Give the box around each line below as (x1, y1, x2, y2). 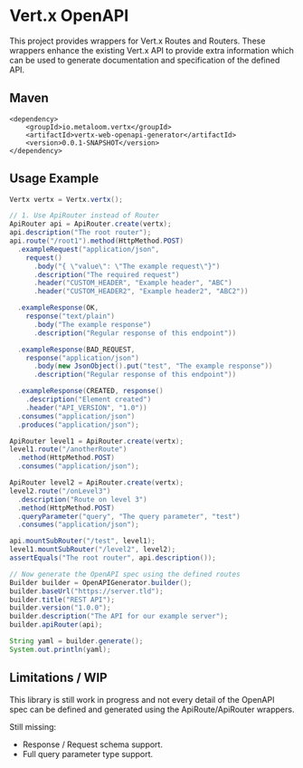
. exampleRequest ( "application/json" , (17, 245, 160, 254)
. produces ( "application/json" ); (17, 420, 140, 429)
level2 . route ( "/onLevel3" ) (9, 486, 111, 495)
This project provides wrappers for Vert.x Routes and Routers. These (9, 35, 266, 46)
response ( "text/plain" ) (25, 312, 116, 322)
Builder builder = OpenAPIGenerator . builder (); (9, 578, 193, 587)
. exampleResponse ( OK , (17, 303, 99, 312)
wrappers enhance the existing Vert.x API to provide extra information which (9, 44, 294, 55)
